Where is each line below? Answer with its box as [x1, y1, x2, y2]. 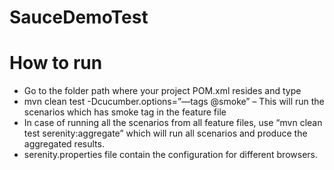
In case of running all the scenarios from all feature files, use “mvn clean [23, 117, 323, 129]
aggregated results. [23, 138, 105, 150]
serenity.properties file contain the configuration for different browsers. [23, 149, 318, 161]
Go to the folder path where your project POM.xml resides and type [23, 85, 302, 97]
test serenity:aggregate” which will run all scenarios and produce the [23, 127, 308, 140]
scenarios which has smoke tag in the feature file [23, 106, 227, 118]
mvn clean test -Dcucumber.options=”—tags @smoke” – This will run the [23, 96, 325, 108]
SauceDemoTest [9, 6, 149, 29]
